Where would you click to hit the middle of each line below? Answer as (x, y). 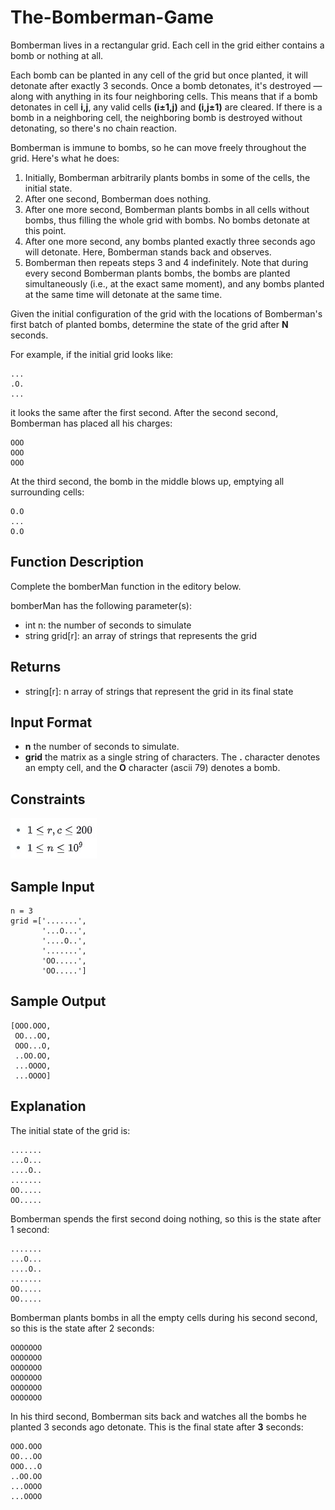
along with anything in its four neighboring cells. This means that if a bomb (164, 96)
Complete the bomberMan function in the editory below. (126, 586)
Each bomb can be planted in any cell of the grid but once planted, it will (159, 75)
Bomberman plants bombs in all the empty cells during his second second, (164, 1317)
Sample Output (58, 1001)
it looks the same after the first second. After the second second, (144, 412)
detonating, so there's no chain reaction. (93, 128)
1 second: (30, 1229)
